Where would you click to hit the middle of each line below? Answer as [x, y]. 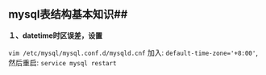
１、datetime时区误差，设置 [56, 35]
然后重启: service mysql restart [62, 62]
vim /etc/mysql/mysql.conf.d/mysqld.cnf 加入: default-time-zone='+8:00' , [133, 52]
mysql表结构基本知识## [68, 15]
